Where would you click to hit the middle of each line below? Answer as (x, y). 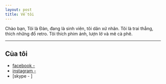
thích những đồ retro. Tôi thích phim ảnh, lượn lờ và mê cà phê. (69, 34)
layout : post (19, 10)
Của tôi (16, 54)
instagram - (24, 71)
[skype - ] (22, 76)
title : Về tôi (20, 14)
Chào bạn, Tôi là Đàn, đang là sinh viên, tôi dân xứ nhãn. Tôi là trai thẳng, (79, 28)
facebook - (24, 66)
